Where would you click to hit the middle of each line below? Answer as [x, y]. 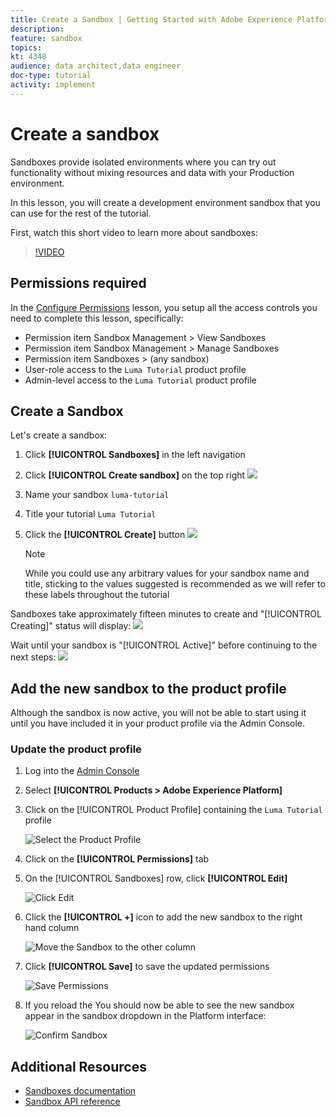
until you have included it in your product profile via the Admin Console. [158, 723]
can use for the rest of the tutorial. [81, 213]
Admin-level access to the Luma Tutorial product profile [140, 380]
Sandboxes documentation [80, 1091]
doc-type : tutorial [51, 76]
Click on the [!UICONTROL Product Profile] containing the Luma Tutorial [173, 810]
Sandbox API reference [72, 1102]
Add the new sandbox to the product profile [148, 688]
